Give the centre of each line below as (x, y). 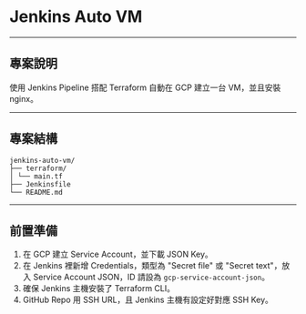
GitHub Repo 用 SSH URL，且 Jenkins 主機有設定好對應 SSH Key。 (148, 300)
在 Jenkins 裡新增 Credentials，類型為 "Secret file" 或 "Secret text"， (152, 266)
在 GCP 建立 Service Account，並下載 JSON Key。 (118, 254)
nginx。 (24, 98)
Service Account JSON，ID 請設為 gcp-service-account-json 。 (152, 277)
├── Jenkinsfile (40, 184)
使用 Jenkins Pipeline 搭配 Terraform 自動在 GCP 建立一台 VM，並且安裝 (145, 87)
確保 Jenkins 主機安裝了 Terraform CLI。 (99, 289)
